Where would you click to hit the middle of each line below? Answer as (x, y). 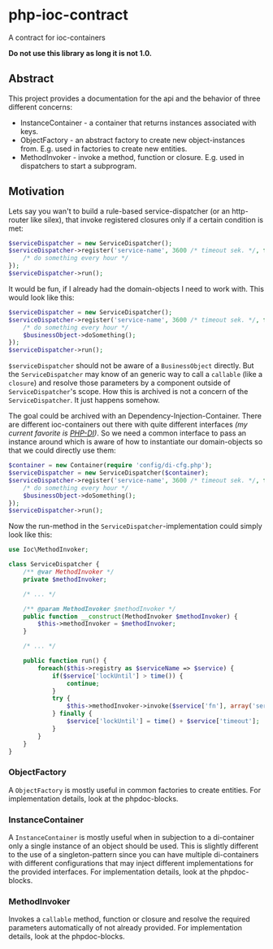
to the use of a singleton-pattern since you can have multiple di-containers (134, 855)
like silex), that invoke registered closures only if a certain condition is (147, 219)
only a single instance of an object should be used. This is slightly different (133, 846)
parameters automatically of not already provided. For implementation (125, 928)
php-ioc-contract (68, 15)
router (19, 219)
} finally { (72, 714)
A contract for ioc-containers (57, 37)
